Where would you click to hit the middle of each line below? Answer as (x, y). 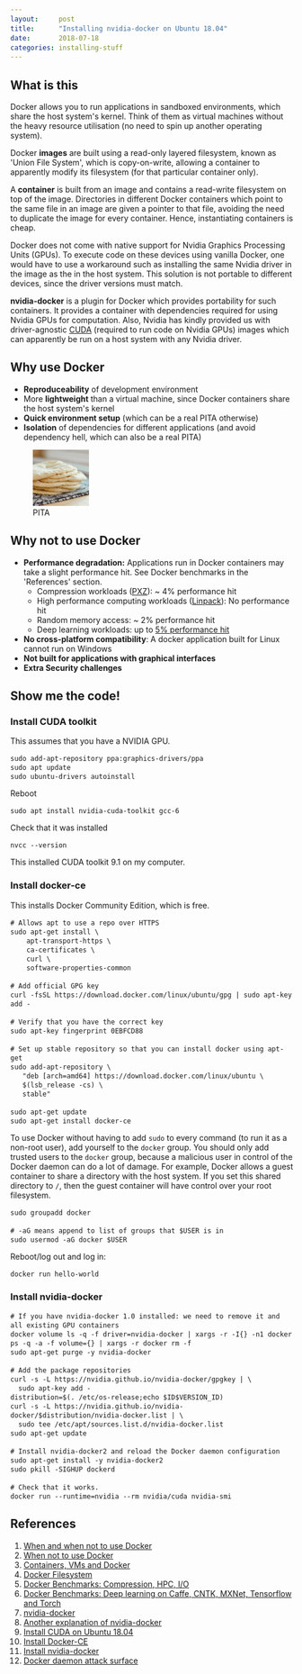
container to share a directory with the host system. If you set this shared (146, 1176)
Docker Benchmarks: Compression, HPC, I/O (106, 1584)
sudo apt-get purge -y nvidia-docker (81, 1352)
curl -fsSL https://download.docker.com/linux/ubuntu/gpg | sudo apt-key (151, 995)
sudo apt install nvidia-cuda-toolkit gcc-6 (95, 811)
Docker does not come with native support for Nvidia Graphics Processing (148, 245)
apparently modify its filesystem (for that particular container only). (134, 172)
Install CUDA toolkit (53, 722)
